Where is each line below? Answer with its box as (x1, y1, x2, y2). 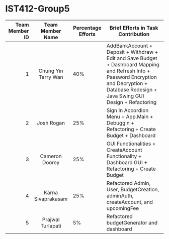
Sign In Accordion (106, 106, 149, 113)
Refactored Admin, (106, 179, 151, 186)
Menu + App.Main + (106, 113, 153, 120)
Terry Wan (38, 73, 63, 80)
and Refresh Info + (106, 67, 150, 74)
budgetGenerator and (106, 219, 157, 226)
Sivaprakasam (34, 195, 68, 202)
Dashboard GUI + (106, 159, 147, 166)
